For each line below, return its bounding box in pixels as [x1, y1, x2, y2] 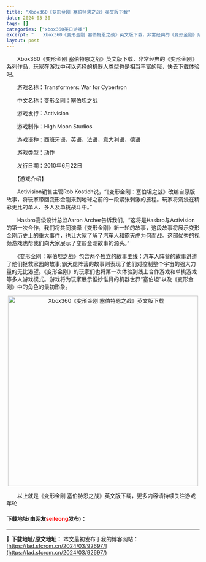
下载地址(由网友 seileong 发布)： [6, 515, 87, 522]
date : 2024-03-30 [6, 15, 51, 21]
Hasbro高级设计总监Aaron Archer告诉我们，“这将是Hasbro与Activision [17, 216, 195, 224]
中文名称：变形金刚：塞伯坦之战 [17, 96, 98, 104]
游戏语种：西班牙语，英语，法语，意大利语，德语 [17, 136, 141, 143]
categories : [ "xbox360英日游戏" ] [6, 26, 88, 33]
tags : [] [6, 20, 29, 26]
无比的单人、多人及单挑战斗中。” [11, 203, 93, 211]
